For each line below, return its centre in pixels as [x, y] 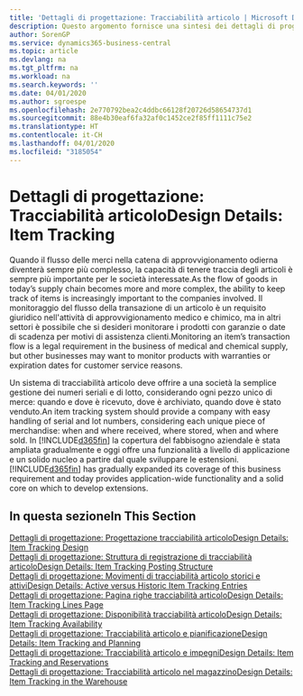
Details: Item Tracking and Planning [75, 643]
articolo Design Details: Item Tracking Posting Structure [111, 567]
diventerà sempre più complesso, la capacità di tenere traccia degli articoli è [151, 269]
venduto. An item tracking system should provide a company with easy [140, 411]
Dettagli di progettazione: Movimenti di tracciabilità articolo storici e [135, 576]
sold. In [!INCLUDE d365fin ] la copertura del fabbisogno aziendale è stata [145, 440]
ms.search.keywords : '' [54, 85]
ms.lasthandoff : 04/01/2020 [62, 143]
